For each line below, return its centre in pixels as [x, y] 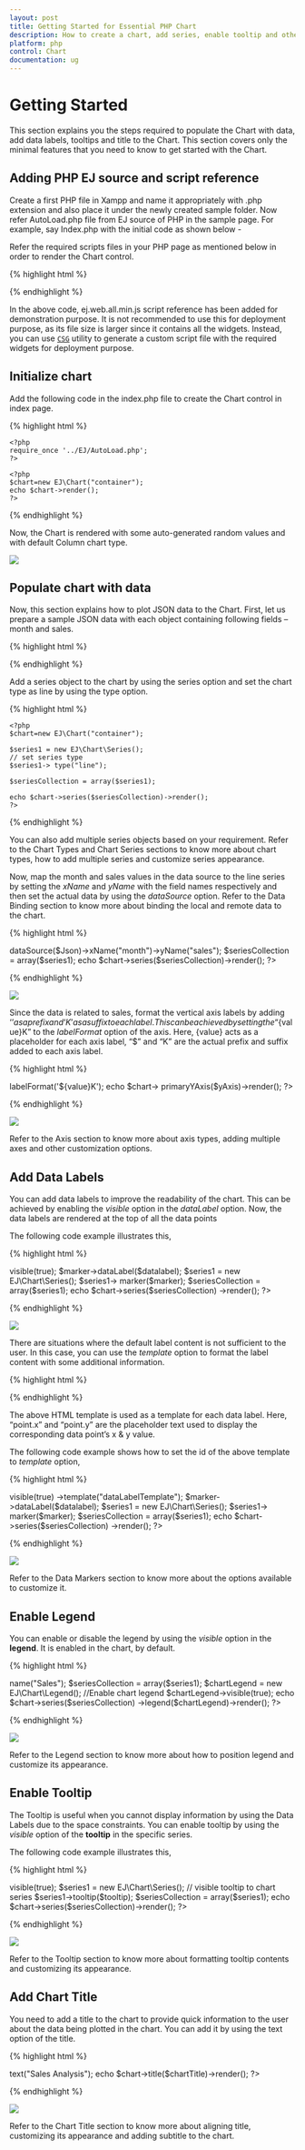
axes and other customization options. [81, 1149]
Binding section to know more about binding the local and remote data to [146, 906]
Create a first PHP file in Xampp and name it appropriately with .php [136, 200]
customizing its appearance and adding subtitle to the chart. [122, 2135]
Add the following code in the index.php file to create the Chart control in [146, 398]
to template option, [45, 1462]
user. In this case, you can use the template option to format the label [139, 1352]
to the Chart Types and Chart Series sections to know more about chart [143, 849]
